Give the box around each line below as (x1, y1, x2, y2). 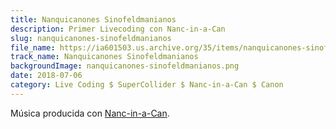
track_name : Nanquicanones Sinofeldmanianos (10, 52, 199, 62)
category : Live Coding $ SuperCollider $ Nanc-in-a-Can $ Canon (10, 80, 284, 90)
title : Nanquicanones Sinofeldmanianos (10, 14, 177, 25)
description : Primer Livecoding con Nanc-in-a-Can (10, 24, 226, 34)
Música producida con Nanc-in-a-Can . (10, 107, 170, 119)
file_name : (10, 42, 56, 53)
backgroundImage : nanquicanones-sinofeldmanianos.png (10, 61, 240, 71)
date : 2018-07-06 (10, 71, 83, 81)
